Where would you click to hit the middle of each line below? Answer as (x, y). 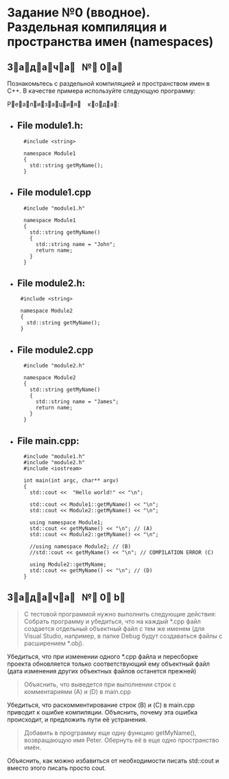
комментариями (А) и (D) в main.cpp (77, 691)
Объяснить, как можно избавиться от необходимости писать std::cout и (113, 760)
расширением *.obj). (54, 643)
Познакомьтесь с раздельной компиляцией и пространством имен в (109, 83)
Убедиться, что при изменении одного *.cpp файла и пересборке (103, 656)
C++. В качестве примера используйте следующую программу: (101, 91)
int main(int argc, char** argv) (71, 481)
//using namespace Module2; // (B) (81, 547)
